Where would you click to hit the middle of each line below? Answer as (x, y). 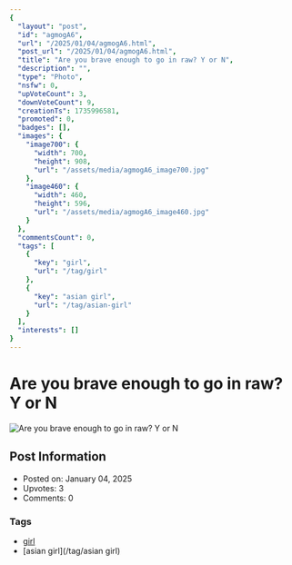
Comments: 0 (48, 498)
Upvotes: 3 (43, 488)
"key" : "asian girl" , (75, 296)
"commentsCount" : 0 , (56, 237)
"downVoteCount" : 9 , (56, 102)
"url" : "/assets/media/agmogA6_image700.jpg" (121, 170)
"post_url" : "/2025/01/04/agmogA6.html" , (97, 52)
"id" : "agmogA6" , (50, 35)
